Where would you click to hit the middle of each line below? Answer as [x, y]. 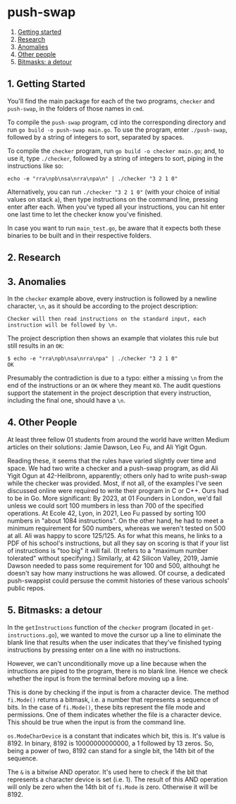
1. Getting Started [46, 84]
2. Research [34, 258]
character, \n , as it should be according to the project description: [103, 306]
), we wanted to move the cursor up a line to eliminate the [138, 635]
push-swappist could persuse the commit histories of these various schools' [118, 580]
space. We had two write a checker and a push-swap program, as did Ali [113, 468]
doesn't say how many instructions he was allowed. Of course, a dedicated [116, 573]
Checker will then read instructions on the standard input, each [107, 319]
